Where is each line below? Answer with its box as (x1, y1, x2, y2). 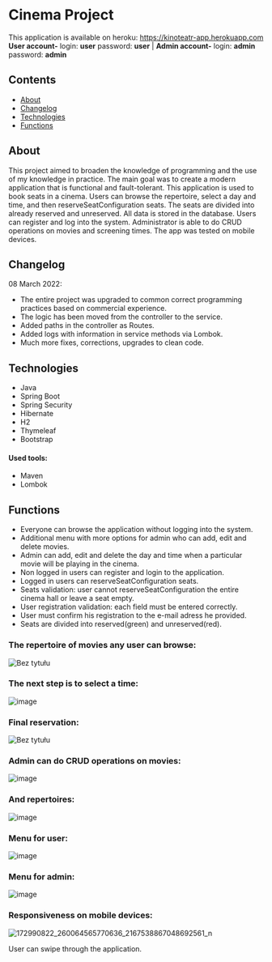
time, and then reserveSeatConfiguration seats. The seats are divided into (8, 200, 255, 210)
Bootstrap (19, 435, 53, 445)
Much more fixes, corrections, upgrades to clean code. (19, 338, 204, 347)
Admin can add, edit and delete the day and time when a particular (19, 551, 243, 560)
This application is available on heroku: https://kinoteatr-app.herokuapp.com (8, 32, 264, 42)
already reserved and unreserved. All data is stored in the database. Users (8, 208, 257, 218)
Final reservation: (8, 717, 79, 728)
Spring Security (19, 400, 73, 410)
